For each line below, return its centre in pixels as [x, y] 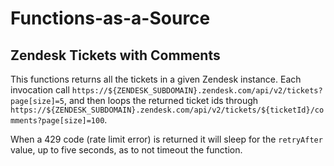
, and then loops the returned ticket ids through [161, 100]
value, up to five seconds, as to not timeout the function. [126, 150]
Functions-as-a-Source [110, 18]
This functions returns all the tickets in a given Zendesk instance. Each [156, 79]
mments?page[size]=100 [57, 121]
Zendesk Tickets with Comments [115, 55]
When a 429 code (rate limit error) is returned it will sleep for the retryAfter [166, 139]
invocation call [40, 90]
